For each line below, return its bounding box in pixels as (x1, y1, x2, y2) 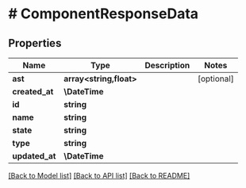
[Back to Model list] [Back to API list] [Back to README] (8, 171, 190, 180)
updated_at (12, 151, 56, 161)
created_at (12, 86, 54, 97)
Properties (8, 36, 62, 50)
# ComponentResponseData (8, 5, 199, 23)
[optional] (197, 73, 234, 84)
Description (144, 60, 190, 71)
